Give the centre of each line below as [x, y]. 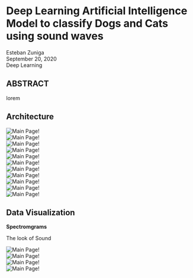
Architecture [30, 117]
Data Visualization [41, 213]
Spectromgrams [27, 227]
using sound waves [55, 36]
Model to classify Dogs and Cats [87, 23]
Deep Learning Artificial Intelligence [97, 11]
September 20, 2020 [32, 59]
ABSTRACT [28, 84]
